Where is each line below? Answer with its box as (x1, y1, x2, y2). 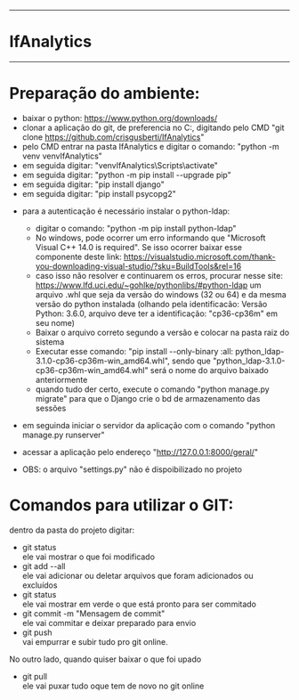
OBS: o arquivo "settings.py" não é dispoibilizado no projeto (21, 464, 243, 475)
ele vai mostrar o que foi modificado (21, 551, 156, 562)
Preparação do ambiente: (9, 84, 200, 103)
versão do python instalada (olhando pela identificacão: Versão (35, 298, 268, 309)
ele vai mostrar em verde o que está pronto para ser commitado (21, 598, 256, 609)
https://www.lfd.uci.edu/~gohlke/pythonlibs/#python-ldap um (35, 280, 262, 290)
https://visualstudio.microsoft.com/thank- (123, 251, 276, 262)
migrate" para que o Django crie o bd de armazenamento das (35, 393, 261, 403)
